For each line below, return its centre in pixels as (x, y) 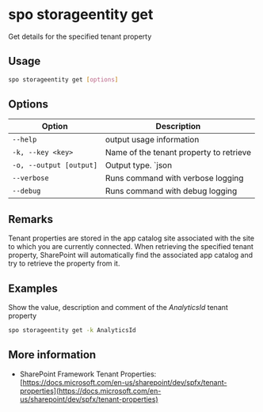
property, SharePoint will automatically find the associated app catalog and (131, 255)
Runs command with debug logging (171, 191)
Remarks (31, 219)
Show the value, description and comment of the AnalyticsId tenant (118, 308)
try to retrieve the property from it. (64, 263)
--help (25, 140)
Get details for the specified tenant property (80, 36)
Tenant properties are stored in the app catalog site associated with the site (131, 238)
